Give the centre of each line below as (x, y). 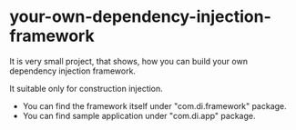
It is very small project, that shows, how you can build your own (129, 61)
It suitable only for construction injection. (87, 88)
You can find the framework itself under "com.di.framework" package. (154, 105)
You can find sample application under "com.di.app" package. (139, 115)
